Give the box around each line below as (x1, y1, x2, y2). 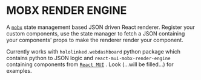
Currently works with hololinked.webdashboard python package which (6, 48, 180, 55)
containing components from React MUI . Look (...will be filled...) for (6, 61, 174, 68)
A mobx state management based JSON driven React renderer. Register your (6, 23, 195, 31)
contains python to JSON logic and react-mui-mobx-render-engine (6, 54, 171, 61)
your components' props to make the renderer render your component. (6, 36, 183, 43)
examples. (6, 67, 32, 74)
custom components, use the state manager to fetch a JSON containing (6, 29, 185, 37)
